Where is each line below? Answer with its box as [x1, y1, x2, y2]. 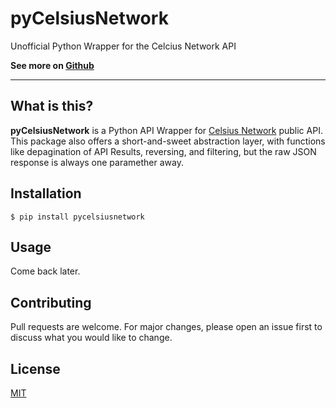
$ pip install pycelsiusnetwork [10, 212, 145, 222]
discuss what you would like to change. [10, 332, 173, 344]
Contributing [10, 294, 92, 311]
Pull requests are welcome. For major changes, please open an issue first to [10, 321, 323, 333]
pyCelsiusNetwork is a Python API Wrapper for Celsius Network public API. [10, 124, 323, 136]
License [10, 360, 61, 377]
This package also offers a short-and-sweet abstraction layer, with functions [10, 135, 326, 147]
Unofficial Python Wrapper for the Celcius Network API [10, 40, 237, 52]
